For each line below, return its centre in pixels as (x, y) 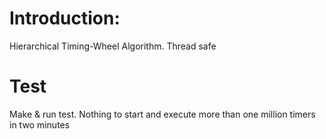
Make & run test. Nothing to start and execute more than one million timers (162, 114)
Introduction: (65, 18)
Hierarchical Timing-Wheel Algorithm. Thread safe (113, 46)
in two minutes (40, 124)
